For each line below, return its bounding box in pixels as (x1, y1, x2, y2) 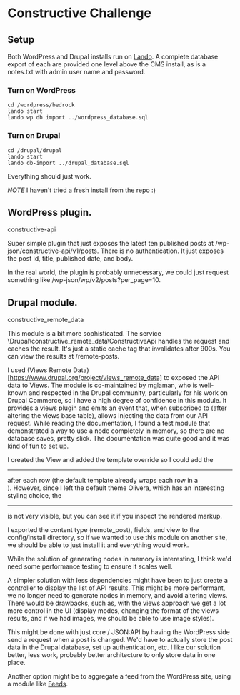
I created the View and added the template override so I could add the (7, 456, 214, 464)
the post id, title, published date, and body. (7, 254, 134, 263)
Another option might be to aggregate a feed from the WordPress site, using (7, 672, 231, 681)
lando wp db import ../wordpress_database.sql (7, 114, 149, 121)
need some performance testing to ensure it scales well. (7, 562, 173, 571)
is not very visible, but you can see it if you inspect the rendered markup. (7, 512, 223, 521)
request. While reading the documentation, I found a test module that (7, 419, 211, 428)
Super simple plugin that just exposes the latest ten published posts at (7, 239, 214, 248)
